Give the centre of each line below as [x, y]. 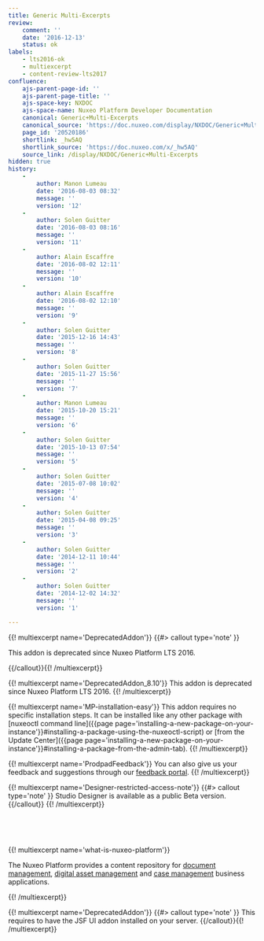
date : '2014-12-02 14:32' [79, 593]
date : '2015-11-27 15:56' [79, 374]
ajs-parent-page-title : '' [66, 96]
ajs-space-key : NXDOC [57, 103]
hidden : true [29, 162]
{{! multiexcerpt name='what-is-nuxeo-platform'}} [89, 850]
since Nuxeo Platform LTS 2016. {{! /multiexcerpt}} [90, 691]
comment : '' [42, 30]
